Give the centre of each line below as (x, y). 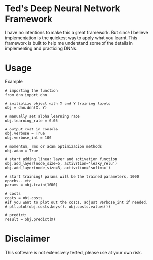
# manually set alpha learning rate (42, 116)
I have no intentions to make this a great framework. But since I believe (76, 32)
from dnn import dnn (26, 95)
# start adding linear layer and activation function (61, 159)
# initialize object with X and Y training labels (58, 104)
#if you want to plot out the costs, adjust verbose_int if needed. (76, 202)
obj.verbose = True (25, 133)
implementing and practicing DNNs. (41, 48)
